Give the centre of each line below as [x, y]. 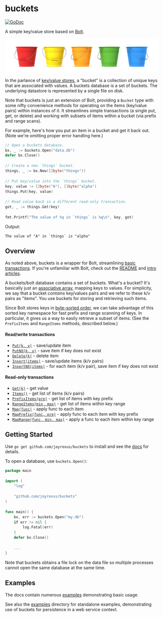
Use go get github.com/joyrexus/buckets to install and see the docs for [77, 446]
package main [18, 470]
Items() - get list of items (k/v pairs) [48, 393]
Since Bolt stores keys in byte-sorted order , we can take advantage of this [79, 308]
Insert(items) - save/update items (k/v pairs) [58, 361]
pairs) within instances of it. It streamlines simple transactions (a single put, [81, 110]
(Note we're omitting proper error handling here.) [54, 135]
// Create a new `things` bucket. [40, 166]
